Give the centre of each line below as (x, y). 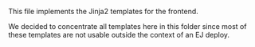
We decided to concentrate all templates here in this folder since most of (127, 26)
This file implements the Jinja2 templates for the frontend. (104, 11)
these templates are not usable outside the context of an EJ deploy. (119, 35)
